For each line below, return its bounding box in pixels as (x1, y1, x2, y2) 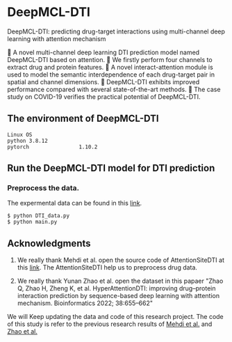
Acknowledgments (7, 238, 92, 249)
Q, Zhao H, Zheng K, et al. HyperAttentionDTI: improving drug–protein (17, 284, 216, 293)
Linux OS (7, 131, 33, 138)
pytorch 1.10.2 (7, 143, 98, 150)
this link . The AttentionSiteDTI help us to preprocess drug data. (17, 263, 198, 272)
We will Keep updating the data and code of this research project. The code (7, 313, 224, 321)
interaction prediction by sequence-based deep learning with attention (17, 292, 220, 300)
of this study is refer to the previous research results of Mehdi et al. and (7, 320, 213, 328)
